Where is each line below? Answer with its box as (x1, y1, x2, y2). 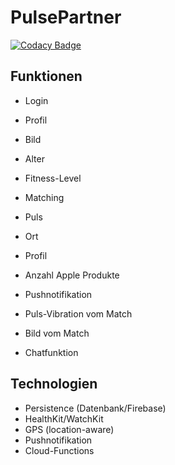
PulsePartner (10, 6, 122, 29)
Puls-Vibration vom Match (24, 307, 133, 320)
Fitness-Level (24, 172, 82, 184)
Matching (24, 191, 65, 203)
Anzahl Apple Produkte (24, 269, 120, 281)
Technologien (10, 376, 98, 393)
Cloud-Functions (24, 444, 95, 456)
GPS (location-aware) (24, 423, 115, 435)
